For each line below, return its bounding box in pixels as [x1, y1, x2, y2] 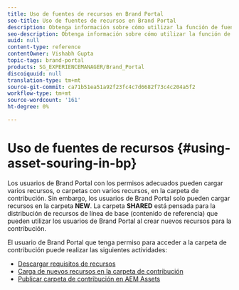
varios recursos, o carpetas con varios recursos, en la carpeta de [7, 186, 199, 195]
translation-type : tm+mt [7, 76, 81, 84]
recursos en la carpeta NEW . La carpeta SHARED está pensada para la [7, 201, 216, 210]
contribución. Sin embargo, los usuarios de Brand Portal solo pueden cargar [7, 194, 230, 202]
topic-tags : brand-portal [7, 57, 84, 64]
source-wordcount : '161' [7, 97, 81, 104]
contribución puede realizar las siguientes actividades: [7, 245, 168, 254]
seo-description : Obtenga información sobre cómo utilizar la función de [7, 30, 231, 38]
